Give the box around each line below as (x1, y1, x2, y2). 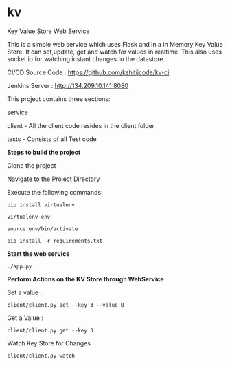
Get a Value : (7, 314, 43, 322)
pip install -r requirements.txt (7, 237, 103, 244)
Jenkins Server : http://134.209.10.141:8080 (7, 81, 129, 89)
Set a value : (7, 288, 43, 297)
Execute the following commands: (7, 188, 103, 196)
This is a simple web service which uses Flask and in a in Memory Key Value (7, 40, 223, 48)
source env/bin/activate (7, 225, 78, 233)
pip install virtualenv (7, 201, 76, 208)
